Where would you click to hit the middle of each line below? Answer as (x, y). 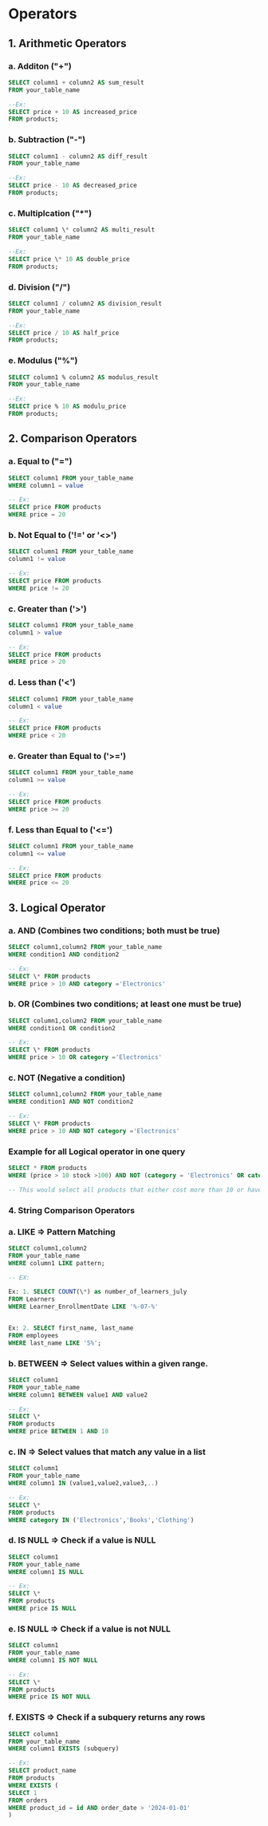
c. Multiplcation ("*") (50, 213)
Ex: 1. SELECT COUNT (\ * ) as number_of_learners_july (98, 1292)
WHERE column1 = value (46, 485)
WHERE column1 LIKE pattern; (57, 1263)
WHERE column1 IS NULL (46, 1572)
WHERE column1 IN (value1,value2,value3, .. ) (83, 1484)
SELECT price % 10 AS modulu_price (67, 407)
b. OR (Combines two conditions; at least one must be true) (125, 1004)
